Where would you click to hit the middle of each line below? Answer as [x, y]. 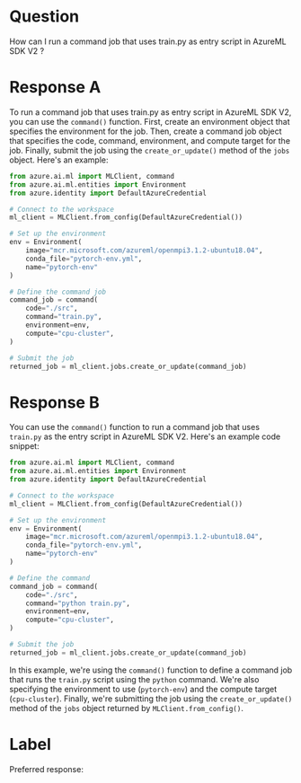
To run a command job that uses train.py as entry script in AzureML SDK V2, [150, 112]
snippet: [24, 446]
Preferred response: [46, 769]
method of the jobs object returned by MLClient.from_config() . [127, 708]
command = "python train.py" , [78, 603]
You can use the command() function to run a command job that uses [135, 427]
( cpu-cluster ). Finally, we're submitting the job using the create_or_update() [151, 699]
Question [44, 17]
